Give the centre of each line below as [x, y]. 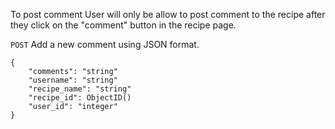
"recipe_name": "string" [80, 89]
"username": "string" [73, 80]
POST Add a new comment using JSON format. [105, 44]
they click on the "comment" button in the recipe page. [123, 25]
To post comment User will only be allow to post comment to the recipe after [168, 14]
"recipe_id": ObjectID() [80, 98]
